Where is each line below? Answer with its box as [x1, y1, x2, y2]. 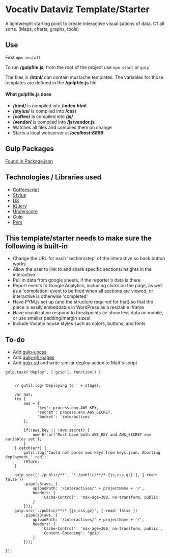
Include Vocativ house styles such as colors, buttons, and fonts [12, 320, 146, 327]
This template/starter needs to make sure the [5, 234, 152, 242]
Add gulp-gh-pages [12, 354, 54, 361]
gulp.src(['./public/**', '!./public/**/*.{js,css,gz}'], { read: [14, 473, 158, 478]
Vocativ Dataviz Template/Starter [5, 4, 150, 15]
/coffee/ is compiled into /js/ [12, 113, 73, 120]
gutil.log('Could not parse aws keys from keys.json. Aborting [23, 450, 160, 455]
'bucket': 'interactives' [37, 414, 93, 420]
